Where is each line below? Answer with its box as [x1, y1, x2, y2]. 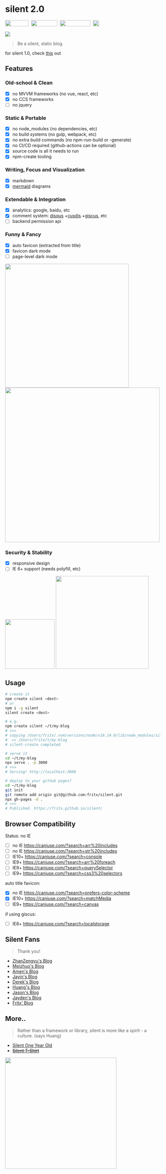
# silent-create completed [5, 742, 61, 747]
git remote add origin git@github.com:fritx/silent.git [5, 792, 123, 797]
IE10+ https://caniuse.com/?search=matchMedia [12, 895, 112, 902]
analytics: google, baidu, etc [12, 207, 70, 213]
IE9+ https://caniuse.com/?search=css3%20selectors [12, 870, 123, 876]
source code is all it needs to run [12, 148, 79, 154]
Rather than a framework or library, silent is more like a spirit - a [17, 1027, 147, 1033]
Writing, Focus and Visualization [5, 166, 85, 173]
